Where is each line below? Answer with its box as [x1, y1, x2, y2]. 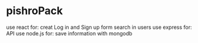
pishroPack [6, 4, 63, 18]
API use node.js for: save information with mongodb [6, 29, 133, 37]
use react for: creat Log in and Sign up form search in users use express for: [6, 24, 192, 31]
